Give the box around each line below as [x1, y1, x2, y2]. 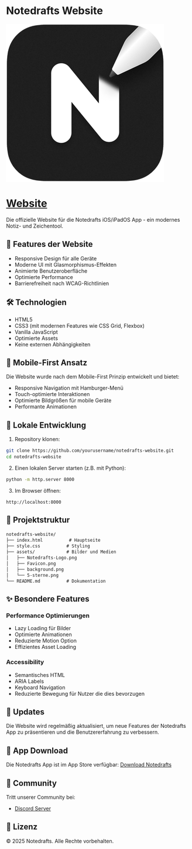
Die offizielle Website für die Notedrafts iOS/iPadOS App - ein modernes [6, 216, 180, 223]
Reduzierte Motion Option [14, 637, 77, 644]
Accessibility [6, 658, 44, 666]
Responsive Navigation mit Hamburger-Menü [14, 384, 124, 391]
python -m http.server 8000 [6, 476, 75, 482]
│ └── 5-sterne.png [6, 572, 59, 578]
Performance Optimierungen [6, 611, 90, 620]
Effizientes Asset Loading [14, 644, 77, 651]
